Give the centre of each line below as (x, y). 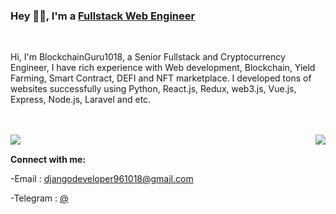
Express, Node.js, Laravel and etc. (81, 100)
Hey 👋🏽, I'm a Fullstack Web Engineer (103, 16)
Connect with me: (48, 160)
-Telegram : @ (39, 198)
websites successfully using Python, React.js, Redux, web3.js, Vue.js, (153, 89)
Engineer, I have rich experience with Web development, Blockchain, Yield (163, 68)
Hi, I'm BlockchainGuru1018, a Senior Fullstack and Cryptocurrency (148, 57)
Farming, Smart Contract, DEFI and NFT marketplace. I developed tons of (161, 78)
